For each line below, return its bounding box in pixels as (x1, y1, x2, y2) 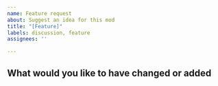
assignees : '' (7, 36, 48, 43)
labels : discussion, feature (7, 29, 90, 36)
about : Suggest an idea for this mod (7, 17, 115, 23)
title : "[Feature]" (7, 23, 63, 30)
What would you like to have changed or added (7, 67, 212, 79)
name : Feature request (7, 10, 72, 17)
